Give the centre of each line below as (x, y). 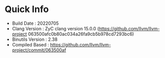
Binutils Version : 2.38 (35, 39)
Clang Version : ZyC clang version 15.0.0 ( (56, 28)
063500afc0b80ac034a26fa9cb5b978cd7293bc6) (81, 34)
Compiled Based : (30, 44)
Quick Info (27, 9)
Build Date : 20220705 (35, 23)
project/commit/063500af (39, 50)
